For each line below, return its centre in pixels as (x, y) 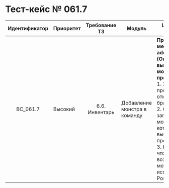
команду (132, 115)
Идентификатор (28, 28)
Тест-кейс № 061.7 (46, 9)
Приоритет (67, 28)
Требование (101, 25)
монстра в (134, 109)
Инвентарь (101, 112)
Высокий (64, 109)
